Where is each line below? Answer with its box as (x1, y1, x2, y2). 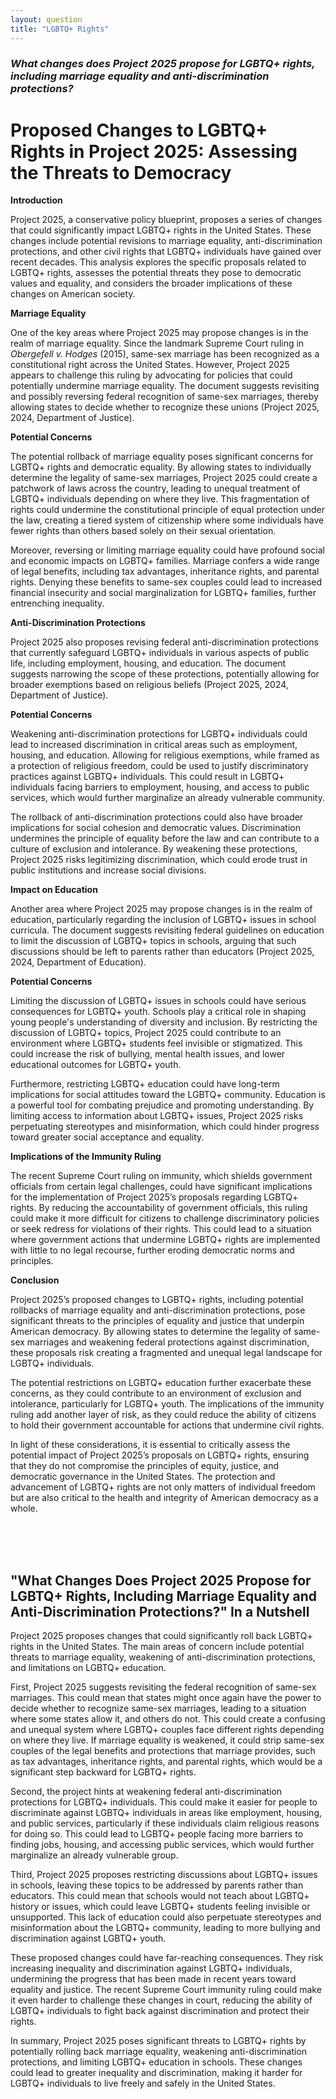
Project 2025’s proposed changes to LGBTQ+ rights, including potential (10, 1294, 304, 1306)
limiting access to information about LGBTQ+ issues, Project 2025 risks (10, 1110, 304, 1122)
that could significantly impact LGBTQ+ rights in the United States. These (10, 224, 312, 236)
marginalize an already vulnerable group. (10, 1849, 179, 1861)
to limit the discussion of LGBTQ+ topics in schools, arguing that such (10, 935, 297, 947)
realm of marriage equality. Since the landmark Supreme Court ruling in (10, 337, 305, 350)
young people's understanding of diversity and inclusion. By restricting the (10, 1016, 318, 1028)
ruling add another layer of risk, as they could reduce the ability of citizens (10, 1409, 317, 1421)
